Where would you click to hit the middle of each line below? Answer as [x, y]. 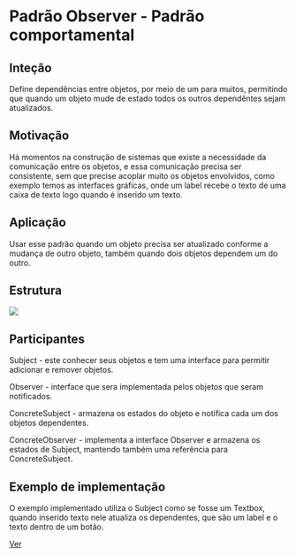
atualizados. [31, 108]
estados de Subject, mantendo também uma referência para [118, 450]
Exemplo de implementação [87, 487]
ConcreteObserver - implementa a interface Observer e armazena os [135, 440]
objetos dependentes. [49, 423]
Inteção [30, 68]
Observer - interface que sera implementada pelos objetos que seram [136, 387]
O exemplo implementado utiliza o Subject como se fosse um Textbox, [137, 508]
